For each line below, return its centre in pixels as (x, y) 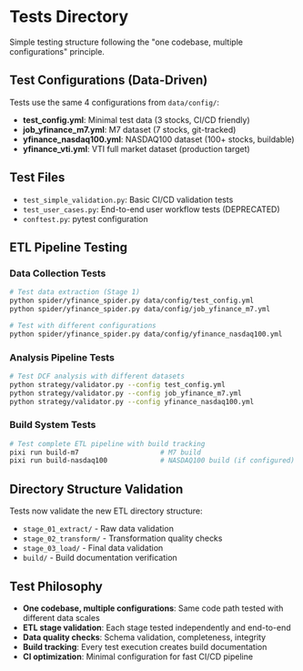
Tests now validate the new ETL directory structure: (106, 511)
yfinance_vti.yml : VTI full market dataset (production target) (136, 148)
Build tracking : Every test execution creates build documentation (145, 646)
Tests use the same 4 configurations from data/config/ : (115, 102)
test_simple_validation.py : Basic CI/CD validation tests (128, 199)
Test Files (37, 178)
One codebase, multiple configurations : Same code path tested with (153, 608)
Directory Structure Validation (96, 489)
